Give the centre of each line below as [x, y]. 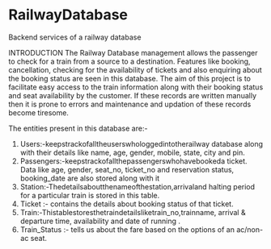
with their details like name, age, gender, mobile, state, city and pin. [132, 152]
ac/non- [250, 229]
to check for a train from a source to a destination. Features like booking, [129, 61]
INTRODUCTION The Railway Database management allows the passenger [133, 52]
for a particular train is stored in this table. [90, 195]
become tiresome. [38, 112]
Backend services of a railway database [75, 37]
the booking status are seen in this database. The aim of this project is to [129, 78]
